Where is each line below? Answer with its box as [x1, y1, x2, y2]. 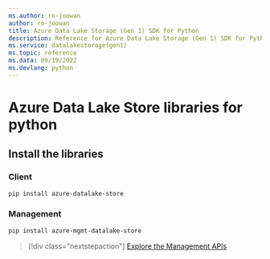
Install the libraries [8, 148, 104, 161]
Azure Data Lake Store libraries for [8, 98, 243, 116]
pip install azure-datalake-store [8, 189, 125, 197]
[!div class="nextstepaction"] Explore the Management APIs [27, 241, 227, 251]
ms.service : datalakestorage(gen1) [8, 42, 128, 50]
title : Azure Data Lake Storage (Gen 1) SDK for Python [8, 26, 199, 34]
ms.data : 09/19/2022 [8, 57, 78, 65]
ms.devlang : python [8, 64, 74, 72]
